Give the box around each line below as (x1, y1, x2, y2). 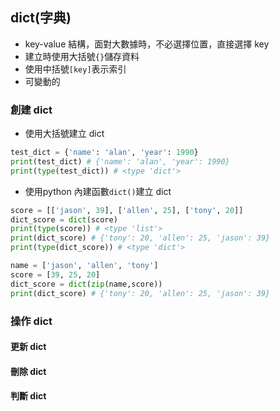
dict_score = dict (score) (10, 214, 118, 225)
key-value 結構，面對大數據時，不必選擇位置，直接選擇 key (24, 38, 270, 50)
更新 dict (10, 341, 47, 353)
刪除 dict (10, 365, 47, 377)
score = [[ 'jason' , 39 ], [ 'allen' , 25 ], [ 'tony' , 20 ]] (10, 205, 244, 215)
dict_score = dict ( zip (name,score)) (10, 279, 163, 289)
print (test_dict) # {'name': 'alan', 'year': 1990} (10, 156, 230, 167)
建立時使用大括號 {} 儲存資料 (24, 50, 140, 62)
